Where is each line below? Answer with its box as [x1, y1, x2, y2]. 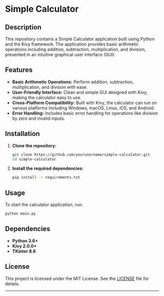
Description [5, 23, 41, 31]
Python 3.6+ [12, 238, 38, 243]
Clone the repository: [12, 142, 57, 148]
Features [5, 66, 33, 74]
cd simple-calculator [12, 157, 56, 161]
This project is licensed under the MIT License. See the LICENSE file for [5, 275, 149, 281]
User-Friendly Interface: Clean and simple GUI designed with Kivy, [12, 89, 148, 95]
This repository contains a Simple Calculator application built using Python [5, 36, 155, 42]
